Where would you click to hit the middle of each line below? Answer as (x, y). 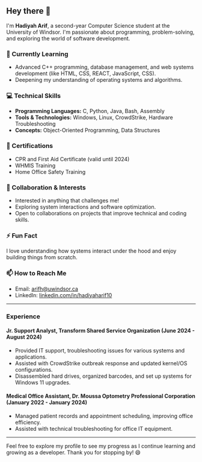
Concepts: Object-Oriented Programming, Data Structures (87, 131)
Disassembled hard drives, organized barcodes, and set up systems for (103, 376)
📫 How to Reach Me (36, 273)
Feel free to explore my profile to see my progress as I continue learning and (101, 446)
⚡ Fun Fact (22, 235)
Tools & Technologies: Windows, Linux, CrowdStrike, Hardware (94, 117)
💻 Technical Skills (34, 96)
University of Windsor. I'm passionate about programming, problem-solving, (100, 32)
